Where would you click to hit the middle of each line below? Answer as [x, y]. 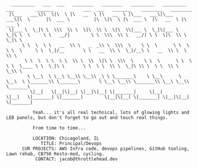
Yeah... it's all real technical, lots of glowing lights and [111, 112]
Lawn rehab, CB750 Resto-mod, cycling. [55, 154]
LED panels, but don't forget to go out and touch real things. [87, 118]
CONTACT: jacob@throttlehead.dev [76, 159]
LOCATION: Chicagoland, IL [66, 138]
